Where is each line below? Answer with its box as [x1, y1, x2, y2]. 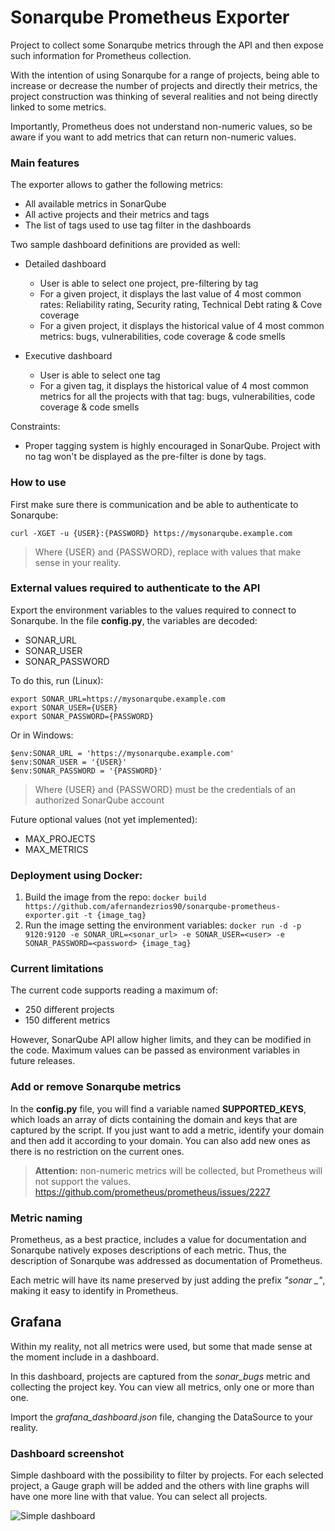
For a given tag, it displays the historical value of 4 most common [39, 380, 309, 392]
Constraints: [10, 421, 61, 433]
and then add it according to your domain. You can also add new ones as [10, 1134, 311, 1146]
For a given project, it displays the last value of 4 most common [39, 288, 302, 300]
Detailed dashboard [24, 258, 107, 270]
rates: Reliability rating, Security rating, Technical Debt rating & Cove [39, 299, 323, 311]
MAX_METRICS [24, 843, 89, 855]
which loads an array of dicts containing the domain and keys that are [10, 1113, 298, 1125]
